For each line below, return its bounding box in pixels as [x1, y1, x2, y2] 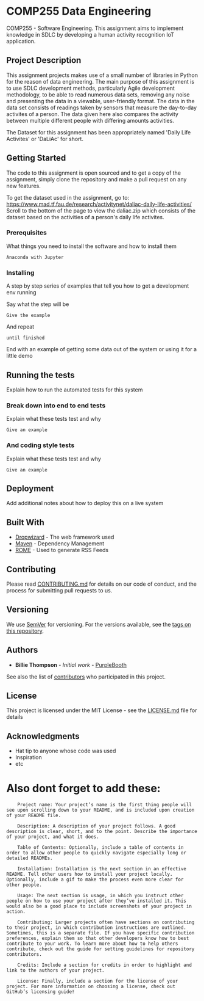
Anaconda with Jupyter [6, 254, 64, 260]
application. [6, 37, 36, 45]
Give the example [6, 313, 51, 319]
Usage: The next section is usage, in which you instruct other [17, 893, 184, 899]
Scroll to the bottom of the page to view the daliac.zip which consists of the [6, 206, 196, 214]
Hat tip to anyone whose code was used [15, 747, 116, 755]
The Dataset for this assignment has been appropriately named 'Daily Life [6, 128, 191, 136]
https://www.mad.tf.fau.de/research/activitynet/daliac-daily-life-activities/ [6, 200, 192, 208]
